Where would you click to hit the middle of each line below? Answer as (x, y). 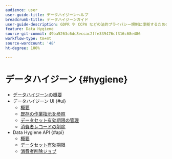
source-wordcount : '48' (31, 43)
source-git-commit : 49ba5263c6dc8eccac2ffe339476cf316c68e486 (73, 34)
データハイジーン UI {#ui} (39, 101)
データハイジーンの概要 (37, 95)
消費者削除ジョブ (38, 151)
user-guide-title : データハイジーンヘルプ (47, 15)
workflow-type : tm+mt (28, 39)
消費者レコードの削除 (43, 126)
